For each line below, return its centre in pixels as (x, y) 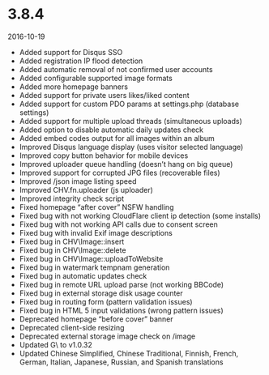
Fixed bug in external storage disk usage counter (101, 293)
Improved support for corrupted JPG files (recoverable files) (120, 173)
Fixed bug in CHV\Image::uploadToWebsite (91, 258)
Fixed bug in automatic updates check (83, 275)
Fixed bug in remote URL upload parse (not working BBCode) (122, 284)
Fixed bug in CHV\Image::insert (72, 241)
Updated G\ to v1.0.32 (56, 344)
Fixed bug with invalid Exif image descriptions (96, 232)
